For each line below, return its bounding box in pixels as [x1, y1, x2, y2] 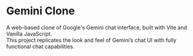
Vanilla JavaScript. [6, 30, 52, 37]
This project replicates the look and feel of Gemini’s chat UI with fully [6, 36, 177, 43]
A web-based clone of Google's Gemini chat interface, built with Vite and [6, 24, 188, 31]
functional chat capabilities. [6, 43, 75, 50]
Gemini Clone [6, 4, 75, 18]
